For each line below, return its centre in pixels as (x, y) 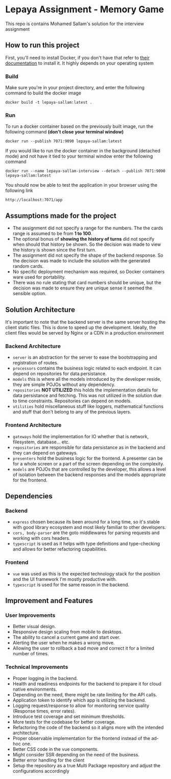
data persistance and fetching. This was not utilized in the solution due (87, 396)
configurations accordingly (41, 771)
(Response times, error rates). (44, 711)
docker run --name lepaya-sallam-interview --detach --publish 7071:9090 (86, 171)
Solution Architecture (40, 310)
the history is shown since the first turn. (54, 250)
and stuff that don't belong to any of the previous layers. (72, 412)
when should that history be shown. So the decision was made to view (87, 244)
